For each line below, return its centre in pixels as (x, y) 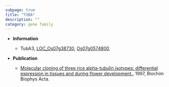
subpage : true (20, 10)
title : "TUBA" (20, 15)
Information (25, 39)
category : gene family (29, 24)
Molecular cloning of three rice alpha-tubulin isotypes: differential (89, 68)
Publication (25, 59)
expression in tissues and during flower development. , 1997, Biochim (92, 74)
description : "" (22, 19)
